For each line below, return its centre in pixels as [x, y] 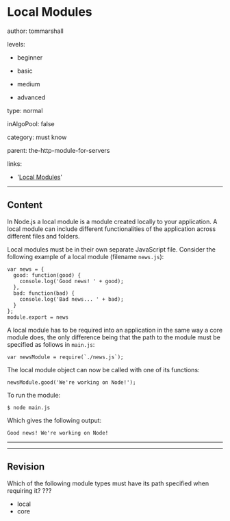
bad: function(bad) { [44, 293]
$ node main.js [29, 408]
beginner [30, 57]
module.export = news [38, 317]
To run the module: [34, 395]
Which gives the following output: [54, 420]
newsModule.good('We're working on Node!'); [72, 382]
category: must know [37, 137]
